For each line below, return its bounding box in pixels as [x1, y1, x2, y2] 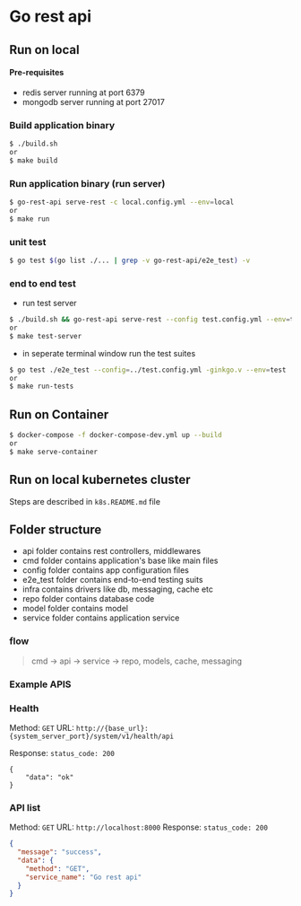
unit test [9, 235, 47, 248]
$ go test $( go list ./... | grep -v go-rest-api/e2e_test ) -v [9, 256, 251, 265]
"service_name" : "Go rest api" [25, 873, 142, 882]
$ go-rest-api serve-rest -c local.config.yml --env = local [9, 198, 235, 207]
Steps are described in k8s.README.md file [9, 496, 161, 506]
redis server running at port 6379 [21, 87, 145, 98]
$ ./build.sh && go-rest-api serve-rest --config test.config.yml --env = [9, 315, 291, 324]
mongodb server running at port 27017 [21, 96, 166, 107]
